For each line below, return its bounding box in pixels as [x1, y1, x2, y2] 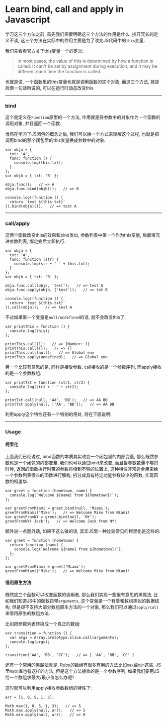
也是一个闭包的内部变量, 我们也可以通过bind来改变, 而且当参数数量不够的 [9, 459, 159, 466]
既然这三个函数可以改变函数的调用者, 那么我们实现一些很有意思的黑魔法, [5, 591, 153, 598]
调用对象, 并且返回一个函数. [5, 120, 62, 126]
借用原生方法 [5, 580, 31, 586]
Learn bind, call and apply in [5, 3, 124, 15]
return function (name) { [9, 542, 64, 547]
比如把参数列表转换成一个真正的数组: [5, 620, 81, 626]
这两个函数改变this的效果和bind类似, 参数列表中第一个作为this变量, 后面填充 [5, 232, 161, 238]
